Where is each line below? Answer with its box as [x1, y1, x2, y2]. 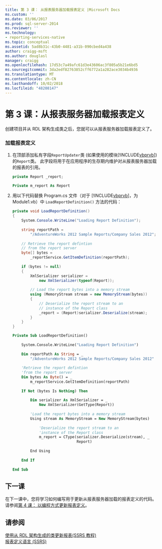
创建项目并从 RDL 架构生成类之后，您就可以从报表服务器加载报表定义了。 [5, 126, 155, 132]
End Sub [12, 467, 28, 472]
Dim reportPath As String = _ [21, 351, 83, 356]
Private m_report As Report [12, 183, 70, 188]
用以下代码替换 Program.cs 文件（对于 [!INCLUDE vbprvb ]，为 [12, 193, 138, 199]
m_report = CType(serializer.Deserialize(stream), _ [39, 435, 150, 440]
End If [21, 458, 35, 463]
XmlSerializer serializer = [30, 274, 88, 278]
